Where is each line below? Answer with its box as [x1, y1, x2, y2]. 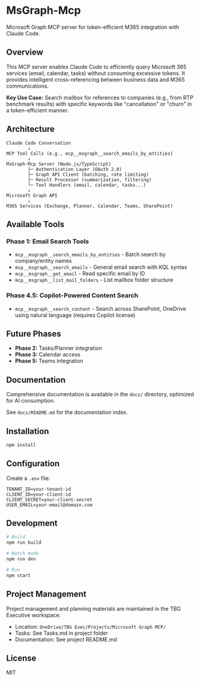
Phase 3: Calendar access [14, 351, 81, 358]
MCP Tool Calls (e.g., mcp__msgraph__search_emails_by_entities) [6, 151, 173, 157]
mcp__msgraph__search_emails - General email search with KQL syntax [14, 263, 187, 271]
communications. [6, 82, 49, 89]
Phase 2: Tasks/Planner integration [14, 344, 102, 352]
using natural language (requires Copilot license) [14, 311, 136, 319]
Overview [6, 47, 44, 58]
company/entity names [14, 257, 72, 265]
